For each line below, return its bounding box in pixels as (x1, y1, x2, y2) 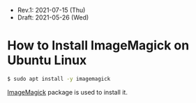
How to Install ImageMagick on (7, 38, 190, 54)
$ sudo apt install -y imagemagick (7, 75, 111, 82)
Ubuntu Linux (7, 52, 87, 68)
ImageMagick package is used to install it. (7, 88, 128, 96)
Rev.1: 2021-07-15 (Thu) (17, 6, 86, 14)
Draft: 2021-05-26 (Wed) (17, 13, 89, 22)
